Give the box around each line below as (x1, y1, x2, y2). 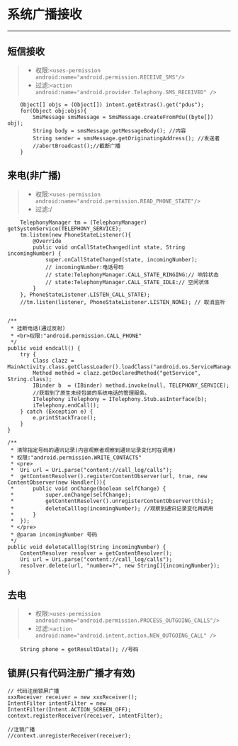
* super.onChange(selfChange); (10, 491, 132, 498)
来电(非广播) (7, 169, 62, 181)
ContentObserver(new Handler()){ (7, 479, 106, 486)
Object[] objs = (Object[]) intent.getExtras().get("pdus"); (20, 101, 204, 108)
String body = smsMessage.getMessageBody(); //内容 (33, 127, 186, 135)
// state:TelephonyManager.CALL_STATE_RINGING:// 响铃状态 (45, 271, 220, 278)
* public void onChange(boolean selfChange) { (10, 485, 166, 492)
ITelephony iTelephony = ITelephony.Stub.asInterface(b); (33, 395, 208, 402)
